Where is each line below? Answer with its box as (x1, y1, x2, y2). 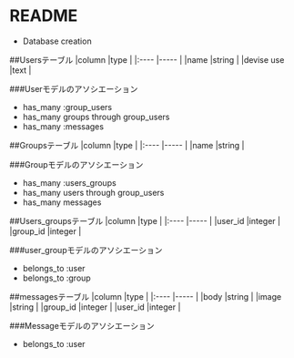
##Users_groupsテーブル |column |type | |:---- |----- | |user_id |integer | (9, 215, 280, 226)
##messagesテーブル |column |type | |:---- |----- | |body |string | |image (9, 291, 282, 302)
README (9, 5, 78, 26)
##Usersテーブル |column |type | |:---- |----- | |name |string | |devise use (9, 54, 285, 65)
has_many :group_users (22, 101, 112, 112)
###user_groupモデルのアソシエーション (9, 244, 163, 255)
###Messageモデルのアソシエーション (9, 320, 155, 331)
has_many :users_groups (22, 177, 117, 188)
